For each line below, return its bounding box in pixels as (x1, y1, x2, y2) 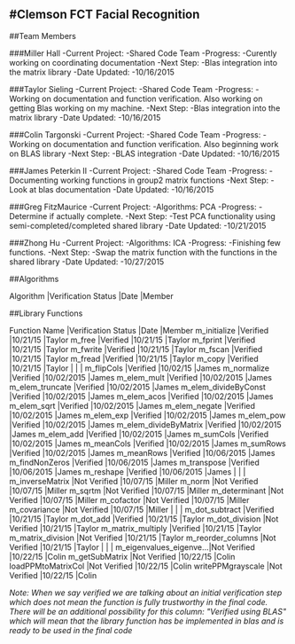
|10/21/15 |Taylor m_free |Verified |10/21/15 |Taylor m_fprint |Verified (9, 334, 256, 345)
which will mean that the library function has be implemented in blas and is (9, 616, 284, 626)
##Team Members (9, 30, 77, 41)
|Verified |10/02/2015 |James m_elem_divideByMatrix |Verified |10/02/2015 (9, 419, 282, 429)
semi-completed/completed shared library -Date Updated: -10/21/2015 (9, 220, 267, 231)
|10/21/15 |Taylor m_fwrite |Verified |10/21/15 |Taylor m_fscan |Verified (9, 343, 263, 354)
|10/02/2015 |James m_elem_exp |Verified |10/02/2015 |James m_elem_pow (9, 410, 286, 420)
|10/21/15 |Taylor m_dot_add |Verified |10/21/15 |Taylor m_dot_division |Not (9, 514, 279, 524)
